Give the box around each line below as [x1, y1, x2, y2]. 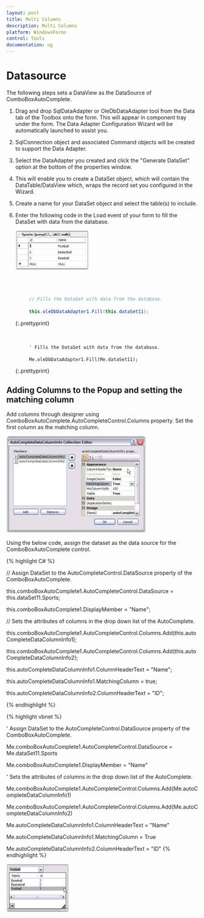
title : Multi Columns [6, 16, 62, 23]
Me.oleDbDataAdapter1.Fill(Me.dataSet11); [29, 357, 138, 363]
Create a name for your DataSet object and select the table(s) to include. [15, 200, 198, 207]
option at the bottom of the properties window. [15, 163, 132, 170]
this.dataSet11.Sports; [6, 594, 61, 601]
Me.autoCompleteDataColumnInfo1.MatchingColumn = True [6, 833, 157, 840]
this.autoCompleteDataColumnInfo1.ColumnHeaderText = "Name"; [6, 666, 172, 673]
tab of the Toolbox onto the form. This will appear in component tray [15, 113, 187, 121]
